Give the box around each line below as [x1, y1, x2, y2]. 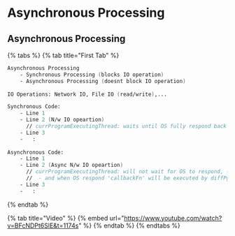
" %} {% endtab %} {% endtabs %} [78, 221, 180, 230]
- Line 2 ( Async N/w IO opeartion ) [20, 162, 124, 169]
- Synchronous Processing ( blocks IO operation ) [20, 71, 164, 78]
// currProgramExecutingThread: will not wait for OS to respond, [25, 168, 224, 175]
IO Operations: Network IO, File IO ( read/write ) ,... [7, 91, 168, 98]
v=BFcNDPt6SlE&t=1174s [7, 221, 79, 230]
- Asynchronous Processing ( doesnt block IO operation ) [20, 78, 187, 84]
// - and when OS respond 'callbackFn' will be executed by [25, 175, 208, 182]
